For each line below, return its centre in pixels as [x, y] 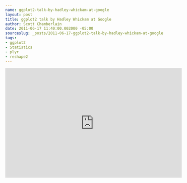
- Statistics [19, 47]
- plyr [12, 52]
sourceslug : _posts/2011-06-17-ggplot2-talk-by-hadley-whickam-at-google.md [88, 33]
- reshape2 [17, 57]
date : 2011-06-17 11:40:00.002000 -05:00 [49, 29]
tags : [11, 38]
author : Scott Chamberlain [34, 24]
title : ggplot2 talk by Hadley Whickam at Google [58, 19]
